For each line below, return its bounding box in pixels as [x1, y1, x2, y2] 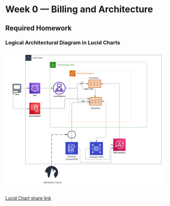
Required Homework [5, 24, 72, 32]
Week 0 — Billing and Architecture [5, 4, 153, 15]
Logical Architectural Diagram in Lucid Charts [5, 39, 121, 46]
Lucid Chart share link [5, 195, 51, 201]
